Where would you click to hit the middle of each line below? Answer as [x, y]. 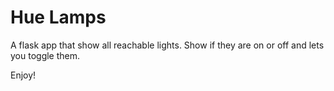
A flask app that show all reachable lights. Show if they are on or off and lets [167, 45]
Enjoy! [23, 75]
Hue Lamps [58, 17]
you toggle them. [45, 55]
